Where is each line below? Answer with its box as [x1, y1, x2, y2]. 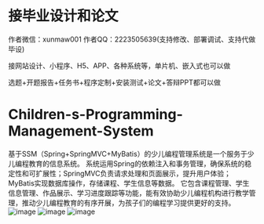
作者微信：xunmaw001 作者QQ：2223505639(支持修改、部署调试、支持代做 [8, 34, 256, 44]
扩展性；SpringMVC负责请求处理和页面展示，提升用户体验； [35, 168, 232, 178]
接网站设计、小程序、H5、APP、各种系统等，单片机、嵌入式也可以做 [8, 60, 231, 70]
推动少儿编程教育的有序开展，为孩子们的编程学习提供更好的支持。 [21, 197, 236, 208]
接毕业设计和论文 [8, 7, 119, 25]
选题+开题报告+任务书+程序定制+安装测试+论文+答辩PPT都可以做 [8, 78, 222, 87]
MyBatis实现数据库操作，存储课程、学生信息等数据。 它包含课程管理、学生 [8, 178, 250, 188]
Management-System [8, 122, 155, 140]
